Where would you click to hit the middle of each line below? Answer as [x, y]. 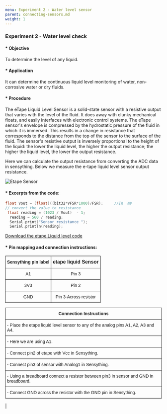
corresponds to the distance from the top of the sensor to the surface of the [83, 136]
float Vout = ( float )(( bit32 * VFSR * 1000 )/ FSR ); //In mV [69, 204]
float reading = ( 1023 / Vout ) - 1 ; [46, 212]
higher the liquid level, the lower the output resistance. [61, 152]
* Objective [17, 48]
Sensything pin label [28, 262]
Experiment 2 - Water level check [46, 36]
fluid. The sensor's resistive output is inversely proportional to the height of [82, 141]
